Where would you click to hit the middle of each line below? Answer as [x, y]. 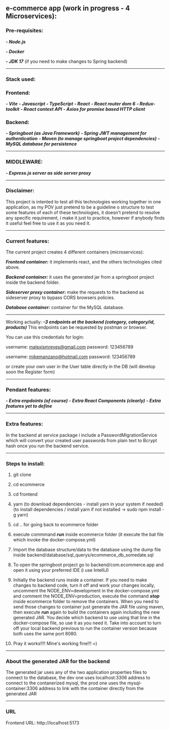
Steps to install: [25, 463]
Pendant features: [28, 390]
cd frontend [25, 494]
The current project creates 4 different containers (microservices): [75, 252]
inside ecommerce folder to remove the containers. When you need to [86, 601]
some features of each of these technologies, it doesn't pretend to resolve [83, 212]
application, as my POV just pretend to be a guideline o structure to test [80, 207]
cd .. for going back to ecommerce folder [56, 524]
